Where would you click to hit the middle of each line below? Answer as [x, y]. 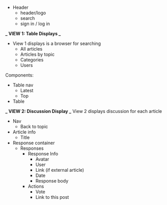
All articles [31, 49]
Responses [32, 148]
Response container [34, 143]
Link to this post [52, 197]
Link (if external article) [60, 170]
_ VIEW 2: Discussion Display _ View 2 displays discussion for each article [83, 111]
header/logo [33, 13]
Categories [32, 60]
